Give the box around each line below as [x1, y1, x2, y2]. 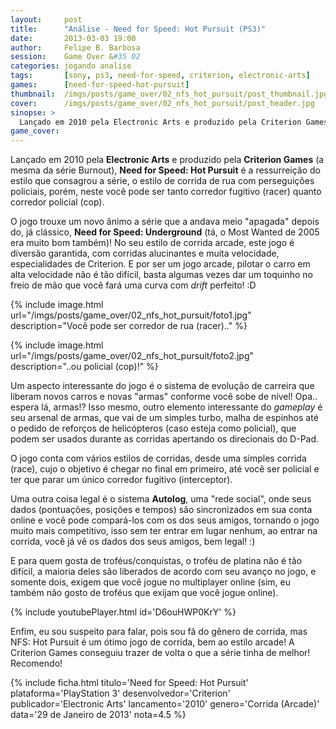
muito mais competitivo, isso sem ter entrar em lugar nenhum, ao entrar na [10, 525, 318, 537]
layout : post [10, 14, 83, 25]
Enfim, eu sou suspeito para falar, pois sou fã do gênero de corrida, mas [10, 626, 308, 638]
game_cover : [10, 126, 60, 136]
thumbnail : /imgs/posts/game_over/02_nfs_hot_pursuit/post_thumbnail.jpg [10, 89, 329, 99]
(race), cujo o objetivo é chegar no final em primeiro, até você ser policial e [10, 463, 320, 475]
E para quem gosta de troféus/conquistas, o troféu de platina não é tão [10, 555, 303, 567]
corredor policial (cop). [10, 196, 105, 208]
